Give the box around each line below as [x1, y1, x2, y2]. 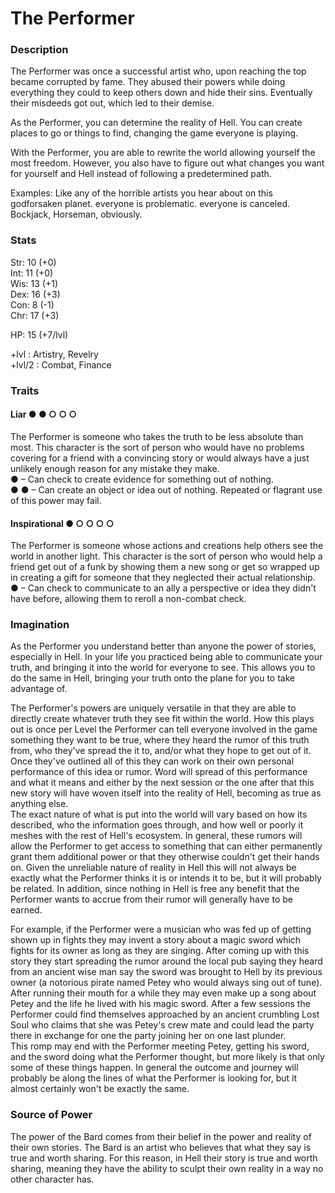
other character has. [10, 1173, 95, 1185]
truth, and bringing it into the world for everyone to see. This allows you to [10, 662, 316, 674]
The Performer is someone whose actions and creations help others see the [10, 540, 324, 552]
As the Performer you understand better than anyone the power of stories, [10, 640, 317, 652]
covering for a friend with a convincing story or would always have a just [10, 452, 310, 464]
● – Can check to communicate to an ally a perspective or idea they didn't [10, 582, 317, 594]
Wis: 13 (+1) [10, 277, 58, 289]
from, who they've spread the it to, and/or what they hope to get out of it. [10, 745, 312, 757]
